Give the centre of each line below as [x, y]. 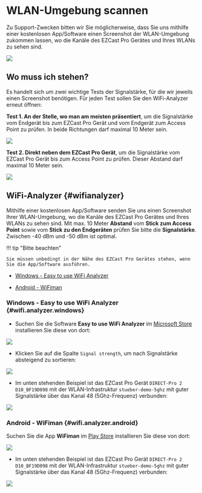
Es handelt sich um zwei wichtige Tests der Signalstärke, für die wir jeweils [99, 92]
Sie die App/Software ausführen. [48, 264]
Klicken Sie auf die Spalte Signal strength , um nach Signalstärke [96, 353]
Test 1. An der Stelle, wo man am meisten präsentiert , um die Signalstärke [100, 116]
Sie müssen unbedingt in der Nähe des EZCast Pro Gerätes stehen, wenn [98, 259]
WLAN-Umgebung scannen [77, 11]
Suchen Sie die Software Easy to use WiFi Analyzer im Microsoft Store [103, 324]
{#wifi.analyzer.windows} [45, 310]
